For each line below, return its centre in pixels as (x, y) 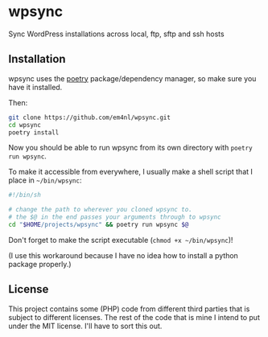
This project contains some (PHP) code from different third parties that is (129, 309)
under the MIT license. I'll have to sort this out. (85, 326)
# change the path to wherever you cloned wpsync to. (101, 210)
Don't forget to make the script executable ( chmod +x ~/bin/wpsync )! (121, 240)
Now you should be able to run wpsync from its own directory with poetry (130, 148)
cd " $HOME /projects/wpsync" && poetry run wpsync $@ (99, 224)
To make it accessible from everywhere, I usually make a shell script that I (131, 172)
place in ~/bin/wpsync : (45, 180)
